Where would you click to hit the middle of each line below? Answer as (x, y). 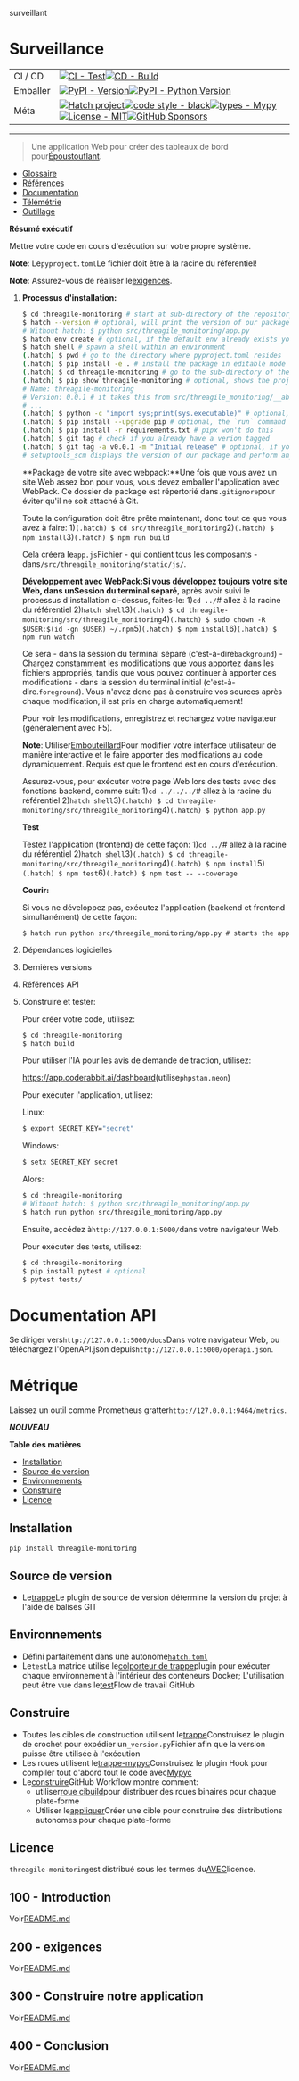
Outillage (39, 211)
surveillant (28, 13)
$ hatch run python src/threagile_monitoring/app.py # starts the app (156, 933)
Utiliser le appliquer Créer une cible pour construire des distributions (159, 1810)
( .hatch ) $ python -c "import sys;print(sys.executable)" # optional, (156, 414)
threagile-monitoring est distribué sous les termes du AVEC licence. (133, 1870)
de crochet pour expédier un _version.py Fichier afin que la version (144, 1744)
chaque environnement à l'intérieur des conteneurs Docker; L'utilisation (153, 1675)
